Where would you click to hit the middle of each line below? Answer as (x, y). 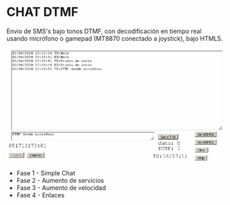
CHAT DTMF (42, 12)
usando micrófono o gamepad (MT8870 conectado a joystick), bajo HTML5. (115, 38)
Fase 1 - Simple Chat (46, 173)
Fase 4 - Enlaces (40, 195)
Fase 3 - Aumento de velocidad (61, 188)
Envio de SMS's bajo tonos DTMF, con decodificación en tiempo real (104, 31)
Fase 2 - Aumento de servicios (60, 181)
